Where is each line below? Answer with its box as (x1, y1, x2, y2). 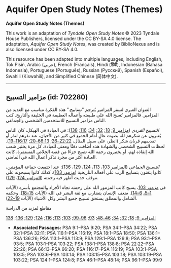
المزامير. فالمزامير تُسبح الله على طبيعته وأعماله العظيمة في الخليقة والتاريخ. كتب (6, 111, 159, 118)
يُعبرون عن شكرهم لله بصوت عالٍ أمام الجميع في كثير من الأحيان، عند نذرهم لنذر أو (6, 132, 161, 138)
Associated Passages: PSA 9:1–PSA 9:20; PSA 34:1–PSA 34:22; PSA (13, 224, 158, 231)
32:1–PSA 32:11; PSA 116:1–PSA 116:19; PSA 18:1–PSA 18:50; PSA (13, 229, 146, 236)
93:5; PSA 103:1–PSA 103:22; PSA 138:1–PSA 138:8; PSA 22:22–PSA (13, 241, 154, 247)
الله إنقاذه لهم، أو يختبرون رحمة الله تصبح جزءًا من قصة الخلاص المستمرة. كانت (6, 148, 155, 155)
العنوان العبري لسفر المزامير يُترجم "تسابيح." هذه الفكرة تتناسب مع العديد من (6, 106, 151, 112)
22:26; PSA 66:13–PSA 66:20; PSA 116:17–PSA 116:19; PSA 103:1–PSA (13, 246, 157, 252)
